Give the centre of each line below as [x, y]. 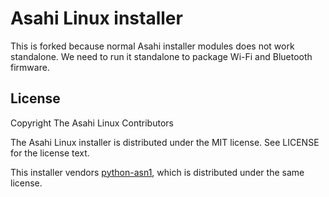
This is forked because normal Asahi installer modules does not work [152, 46]
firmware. [30, 67]
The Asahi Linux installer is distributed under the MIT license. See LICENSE [165, 142]
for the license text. [50, 153]
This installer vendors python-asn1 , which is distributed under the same [157, 172]
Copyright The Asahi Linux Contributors [92, 123]
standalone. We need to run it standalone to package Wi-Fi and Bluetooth [161, 56]
